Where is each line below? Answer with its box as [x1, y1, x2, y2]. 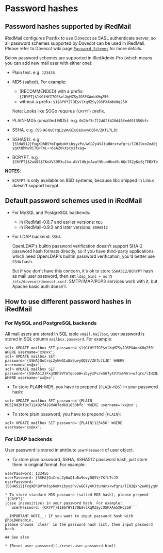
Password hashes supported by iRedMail [5, 22, 131, 31]
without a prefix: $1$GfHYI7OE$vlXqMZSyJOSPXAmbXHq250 [19, 99, 127, 105]
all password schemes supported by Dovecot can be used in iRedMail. [5, 40, 146, 46]
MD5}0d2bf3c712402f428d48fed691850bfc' [5, 402, 86, 408]
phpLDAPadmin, [5, 517, 34, 523]
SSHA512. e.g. [12, 137, 41, 142]
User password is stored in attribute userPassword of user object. [5, 447, 134, 453]
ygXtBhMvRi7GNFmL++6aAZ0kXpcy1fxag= [12, 146, 86, 151]
